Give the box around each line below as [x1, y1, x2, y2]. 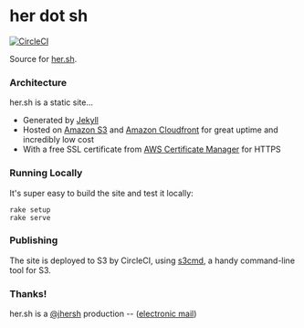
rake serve [9, 213, 51, 222]
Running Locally [9, 166, 83, 179]
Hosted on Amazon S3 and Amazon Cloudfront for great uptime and [22, 124, 278, 135]
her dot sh [9, 5, 89, 26]
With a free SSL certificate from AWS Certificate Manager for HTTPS [22, 143, 281, 155]
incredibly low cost [22, 134, 94, 145]
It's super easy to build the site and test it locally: [9, 187, 194, 198]
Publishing [9, 234, 58, 247]
